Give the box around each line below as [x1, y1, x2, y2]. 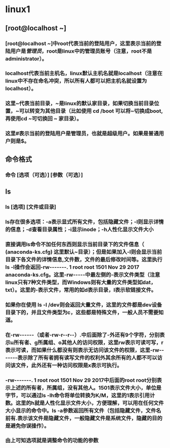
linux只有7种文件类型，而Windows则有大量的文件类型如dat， [5, 279, 156, 286]
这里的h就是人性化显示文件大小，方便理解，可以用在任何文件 [15, 399, 164, 406]
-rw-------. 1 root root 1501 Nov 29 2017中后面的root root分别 [5, 377, 157, 384]
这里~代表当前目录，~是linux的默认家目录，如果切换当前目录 [5, 100, 154, 107]
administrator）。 [5, 55, 47, 62]
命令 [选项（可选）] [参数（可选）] [5, 171, 83, 178]
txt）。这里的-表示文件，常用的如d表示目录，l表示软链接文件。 [5, 286, 157, 293]
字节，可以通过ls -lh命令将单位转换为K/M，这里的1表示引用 [5, 392, 150, 399]
